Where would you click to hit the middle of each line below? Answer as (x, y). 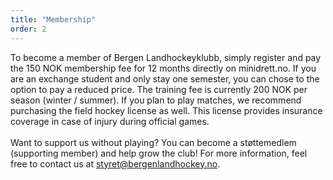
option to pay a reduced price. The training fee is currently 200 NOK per (159, 89)
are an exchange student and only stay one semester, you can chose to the (165, 78)
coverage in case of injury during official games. (110, 121)
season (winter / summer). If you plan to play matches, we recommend (156, 100)
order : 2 (28, 29)
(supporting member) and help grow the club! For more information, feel (159, 153)
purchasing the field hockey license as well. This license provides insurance (166, 110)
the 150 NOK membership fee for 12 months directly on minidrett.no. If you (163, 68)
